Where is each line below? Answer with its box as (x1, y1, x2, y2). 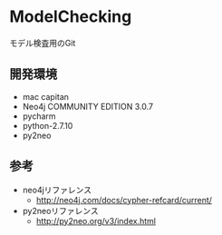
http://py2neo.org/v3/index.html (35, 215, 157, 226)
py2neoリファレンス (22, 205, 100, 216)
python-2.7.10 (22, 120, 73, 131)
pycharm (22, 111, 56, 122)
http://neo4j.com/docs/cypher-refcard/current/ (35, 194, 213, 205)
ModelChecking (9, 6, 132, 27)
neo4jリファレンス (22, 184, 92, 195)
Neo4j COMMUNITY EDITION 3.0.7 (22, 101, 154, 112)
